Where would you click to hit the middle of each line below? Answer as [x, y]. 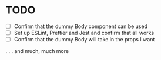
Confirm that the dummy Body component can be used [81, 26]
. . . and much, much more [37, 51]
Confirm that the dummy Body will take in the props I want [84, 40]
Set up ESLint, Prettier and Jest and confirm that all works [84, 33]
